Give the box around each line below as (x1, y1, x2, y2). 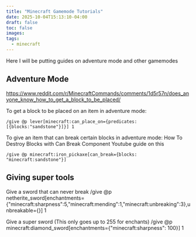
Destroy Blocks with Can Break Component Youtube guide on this (6, 140, 164, 147)
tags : (6, 36, 19, 42)
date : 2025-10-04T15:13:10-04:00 (6, 14, 88, 20)
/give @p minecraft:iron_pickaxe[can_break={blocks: (6, 152, 137, 157)
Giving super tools (6, 173, 74, 183)
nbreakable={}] (6, 207, 43, 214)
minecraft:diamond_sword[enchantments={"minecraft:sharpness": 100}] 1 (6, 224, 184, 231)
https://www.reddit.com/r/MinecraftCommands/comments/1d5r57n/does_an (6, 90, 189, 97)
